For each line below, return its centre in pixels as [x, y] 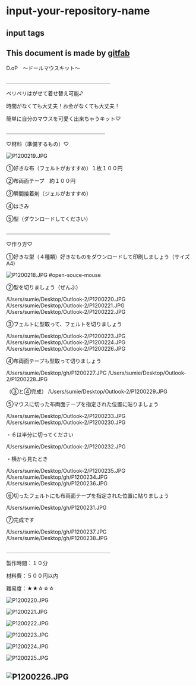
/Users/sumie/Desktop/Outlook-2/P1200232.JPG [66, 447]
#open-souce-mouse [75, 275]
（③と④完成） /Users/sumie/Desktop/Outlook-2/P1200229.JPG [87, 392]
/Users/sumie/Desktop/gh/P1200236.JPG [57, 484]
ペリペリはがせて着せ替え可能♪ [45, 93]
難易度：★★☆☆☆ [30, 588]
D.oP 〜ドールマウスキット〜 [43, 68]
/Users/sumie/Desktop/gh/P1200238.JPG [57, 538]
